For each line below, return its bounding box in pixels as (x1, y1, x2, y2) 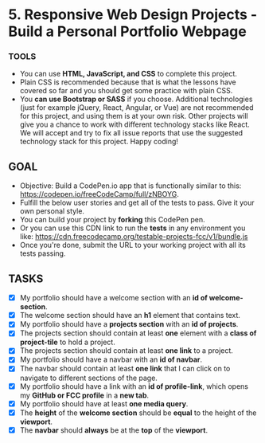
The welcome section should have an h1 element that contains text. (19, 311, 241, 320)
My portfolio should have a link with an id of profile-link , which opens (19, 381, 249, 391)
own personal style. (19, 206, 85, 216)
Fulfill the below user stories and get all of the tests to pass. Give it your (19, 198, 255, 208)
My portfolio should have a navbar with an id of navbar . (19, 355, 203, 364)
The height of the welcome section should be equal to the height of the (19, 408, 257, 418)
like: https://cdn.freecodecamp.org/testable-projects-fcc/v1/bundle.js (19, 232, 248, 241)
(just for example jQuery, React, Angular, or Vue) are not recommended (19, 103, 254, 112)
